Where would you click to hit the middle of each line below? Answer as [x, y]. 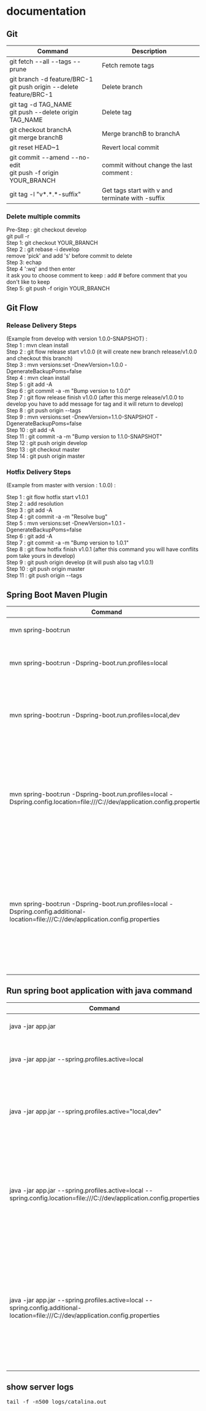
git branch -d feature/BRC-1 [51, 79]
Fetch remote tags [128, 65]
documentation [46, 11]
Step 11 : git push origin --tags [44, 576]
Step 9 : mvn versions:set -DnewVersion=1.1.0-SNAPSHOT [80, 417]
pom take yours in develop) [41, 556]
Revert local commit [131, 147]
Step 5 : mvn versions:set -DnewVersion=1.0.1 [64, 524]
